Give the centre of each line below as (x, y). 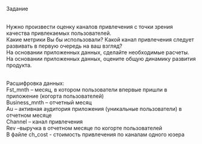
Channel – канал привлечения (45, 122)
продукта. (19, 65)
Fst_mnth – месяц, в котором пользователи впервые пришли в (87, 89)
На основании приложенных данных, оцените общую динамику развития (101, 59)
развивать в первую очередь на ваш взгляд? (64, 46)
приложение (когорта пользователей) (55, 96)
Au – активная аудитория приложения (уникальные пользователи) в (94, 109)
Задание (17, 9)
